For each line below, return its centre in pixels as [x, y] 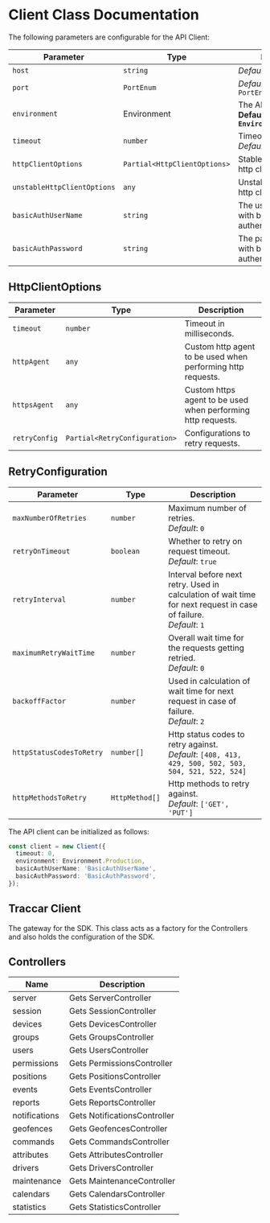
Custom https [210, 389]
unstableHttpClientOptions [64, 187]
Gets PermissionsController [121, 1064]
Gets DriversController [112, 1168]
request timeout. [199, 551]
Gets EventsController [111, 1089]
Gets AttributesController [116, 1155]
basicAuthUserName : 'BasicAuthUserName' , [86, 869]
